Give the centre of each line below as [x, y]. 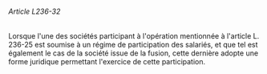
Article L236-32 [34, 11]
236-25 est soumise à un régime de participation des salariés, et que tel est [133, 45]
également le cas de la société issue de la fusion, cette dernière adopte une [133, 53]
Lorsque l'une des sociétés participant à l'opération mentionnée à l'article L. [134, 36]
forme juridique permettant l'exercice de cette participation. [107, 62]
